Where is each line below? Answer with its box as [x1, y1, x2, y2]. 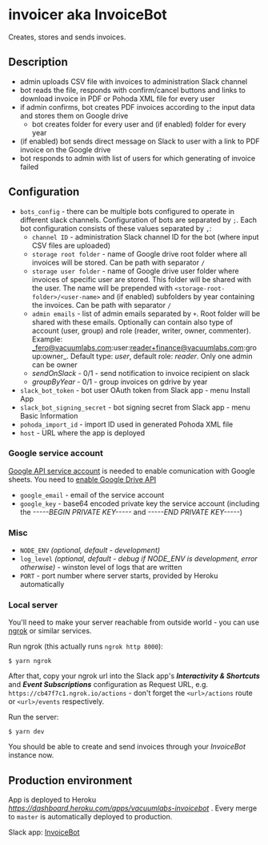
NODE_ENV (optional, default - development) [19, 545, 161, 555]
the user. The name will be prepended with [31, 283, 174, 293]
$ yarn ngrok [8, 657, 52, 665]
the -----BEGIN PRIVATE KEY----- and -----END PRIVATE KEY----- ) [19, 507, 242, 516]
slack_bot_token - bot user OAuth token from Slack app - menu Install [19, 385, 250, 394]
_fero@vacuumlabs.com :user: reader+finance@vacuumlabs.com [31, 342, 244, 352]
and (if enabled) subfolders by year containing [102, 291, 255, 301]
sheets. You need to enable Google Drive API [8, 475, 157, 484]
